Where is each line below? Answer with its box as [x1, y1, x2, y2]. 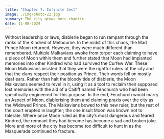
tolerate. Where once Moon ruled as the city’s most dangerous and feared [5, 112, 154, 118]
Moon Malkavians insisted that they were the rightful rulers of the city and [5, 66, 154, 72]
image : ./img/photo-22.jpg [5, 12, 60, 17]
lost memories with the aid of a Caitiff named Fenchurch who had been [5, 86, 148, 92]
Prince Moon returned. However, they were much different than [5, 45, 133, 51]
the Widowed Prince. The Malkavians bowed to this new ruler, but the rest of [5, 102, 160, 108]
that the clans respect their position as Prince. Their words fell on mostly [5, 71, 151, 77]
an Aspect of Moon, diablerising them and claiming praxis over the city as [5, 97, 154, 103]
